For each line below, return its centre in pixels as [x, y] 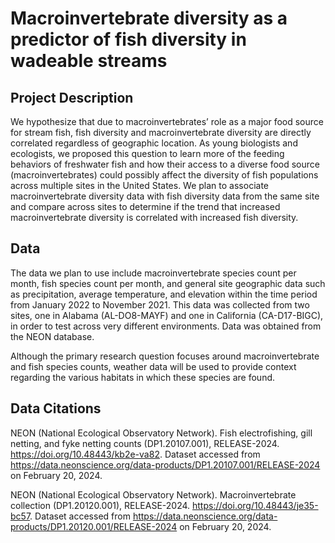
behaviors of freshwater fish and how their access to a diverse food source [165, 164]
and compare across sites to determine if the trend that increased [145, 206]
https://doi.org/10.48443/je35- [255, 505]
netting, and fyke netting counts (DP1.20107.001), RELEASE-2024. [145, 443]
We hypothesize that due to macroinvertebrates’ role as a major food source [167, 121]
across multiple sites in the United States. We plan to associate [139, 185]
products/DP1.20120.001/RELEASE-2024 [94, 526]
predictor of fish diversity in [128, 39]
